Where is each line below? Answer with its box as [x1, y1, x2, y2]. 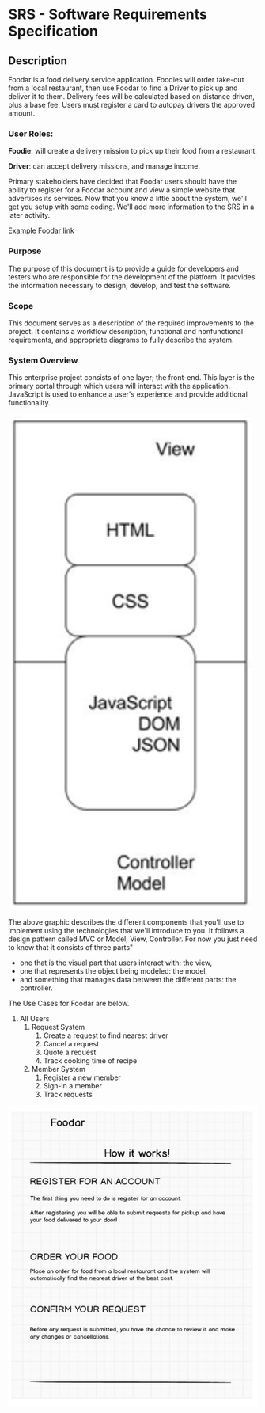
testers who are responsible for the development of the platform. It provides [8, 272, 256, 282]
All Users [19, 1014, 50, 1024]
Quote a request [43, 1047, 97, 1058]
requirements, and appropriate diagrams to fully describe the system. [8, 335, 235, 344]
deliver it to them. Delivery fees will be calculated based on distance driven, [8, 92, 256, 101]
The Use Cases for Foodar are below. [8, 999, 130, 1008]
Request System [31, 1023, 85, 1032]
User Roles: [8, 128, 54, 139]
